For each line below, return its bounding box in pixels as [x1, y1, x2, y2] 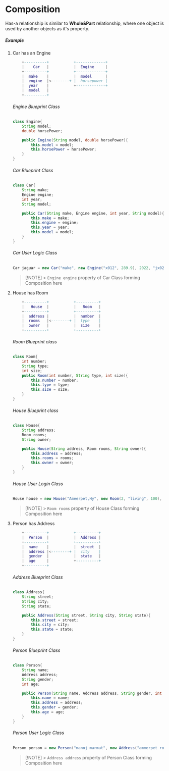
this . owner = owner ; [31, 460, 74, 466]
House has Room [12, 289, 48, 296]
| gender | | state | [22, 554, 101, 559]
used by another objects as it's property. [5, 25, 90, 31]
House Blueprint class [12, 407, 59, 414]
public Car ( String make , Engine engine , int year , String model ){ [22, 211, 164, 216]
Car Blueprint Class [12, 167, 53, 173]
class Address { [12, 590, 45, 595]
